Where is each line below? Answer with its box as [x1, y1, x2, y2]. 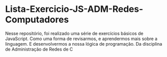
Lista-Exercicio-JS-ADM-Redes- [5, 3, 143, 15]
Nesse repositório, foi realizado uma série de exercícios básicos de [5, 30, 143, 36]
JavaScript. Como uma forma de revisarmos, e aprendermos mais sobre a [5, 36, 157, 42]
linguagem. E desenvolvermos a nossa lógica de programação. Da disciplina [5, 41, 162, 47]
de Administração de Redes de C [5, 46, 73, 52]
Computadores [5, 14, 69, 25]
